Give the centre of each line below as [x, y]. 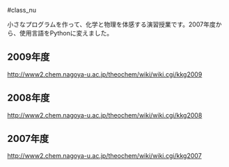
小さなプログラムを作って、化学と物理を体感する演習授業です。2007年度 [111, 24]
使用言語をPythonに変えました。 [66, 33]
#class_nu [22, 10]
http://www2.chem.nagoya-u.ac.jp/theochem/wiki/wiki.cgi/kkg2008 [105, 115]
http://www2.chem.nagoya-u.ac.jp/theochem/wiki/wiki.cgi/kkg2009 [105, 74]
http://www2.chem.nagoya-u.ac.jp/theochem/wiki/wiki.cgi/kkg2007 [104, 156]
